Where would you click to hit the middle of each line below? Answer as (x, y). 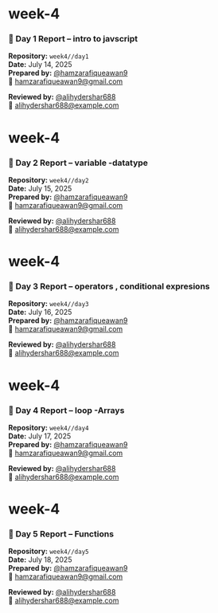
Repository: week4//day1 (49, 56)
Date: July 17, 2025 (40, 436)
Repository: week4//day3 (49, 304)
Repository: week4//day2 (49, 179)
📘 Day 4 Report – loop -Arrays (66, 410)
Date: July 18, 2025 (40, 560)
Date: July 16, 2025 (40, 312)
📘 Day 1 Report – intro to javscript (73, 39)
